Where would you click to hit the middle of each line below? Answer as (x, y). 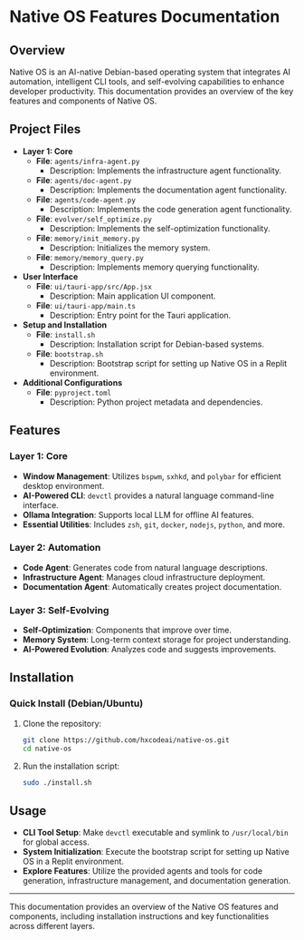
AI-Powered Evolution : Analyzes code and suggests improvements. (149, 650)
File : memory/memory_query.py (90, 257)
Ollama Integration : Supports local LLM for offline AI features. (138, 514)
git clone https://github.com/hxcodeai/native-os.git (126, 740)
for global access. (56, 842)
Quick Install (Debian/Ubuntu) (76, 703)
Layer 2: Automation (55, 548)
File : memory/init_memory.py (88, 238)
